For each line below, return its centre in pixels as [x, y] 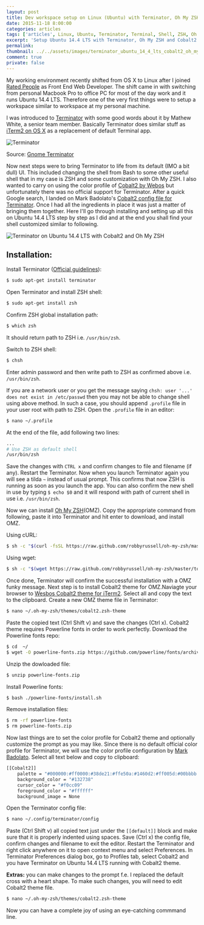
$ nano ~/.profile [29, 421]
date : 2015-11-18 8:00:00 [39, 23]
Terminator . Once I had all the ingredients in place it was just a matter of [96, 205]
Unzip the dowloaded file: [39, 664]
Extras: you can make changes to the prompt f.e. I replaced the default [95, 875]
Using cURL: [22, 535]
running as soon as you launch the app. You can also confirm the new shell [100, 486]
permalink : [20, 46]
